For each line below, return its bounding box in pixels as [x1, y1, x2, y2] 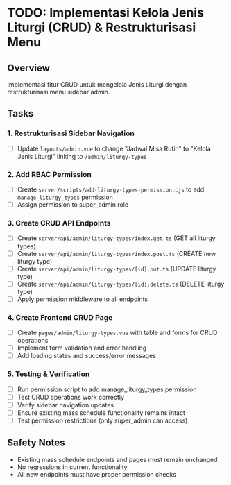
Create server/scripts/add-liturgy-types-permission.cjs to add [17, 185, 205, 194]
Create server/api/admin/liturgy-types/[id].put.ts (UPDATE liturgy [17, 264, 216, 273]
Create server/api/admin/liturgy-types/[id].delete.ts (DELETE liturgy [17, 280, 225, 288]
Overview [7, 62, 51, 74]
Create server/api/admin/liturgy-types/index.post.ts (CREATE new [17, 249, 216, 257]
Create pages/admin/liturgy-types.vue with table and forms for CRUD [17, 328, 218, 337]
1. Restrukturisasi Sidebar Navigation [7, 128, 135, 138]
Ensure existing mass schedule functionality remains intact [17, 408, 186, 417]
